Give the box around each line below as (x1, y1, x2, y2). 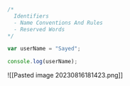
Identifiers (13, 12, 50, 20)
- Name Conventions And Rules (13, 19, 103, 26)
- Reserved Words (13, 26, 65, 33)
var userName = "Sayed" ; (7, 45, 81, 53)
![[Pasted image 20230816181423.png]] (7, 71, 123, 80)
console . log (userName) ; (7, 58, 78, 65)
